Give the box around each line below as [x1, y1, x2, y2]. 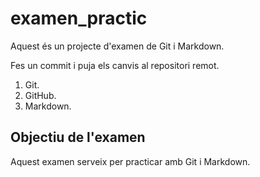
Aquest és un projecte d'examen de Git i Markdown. [10, 40, 225, 52]
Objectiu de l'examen [10, 129, 146, 146]
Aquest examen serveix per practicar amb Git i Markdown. [10, 155, 251, 167]
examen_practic [10, 7, 148, 30]
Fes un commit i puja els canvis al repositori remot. [10, 59, 220, 71]
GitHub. [24, 89, 57, 101]
